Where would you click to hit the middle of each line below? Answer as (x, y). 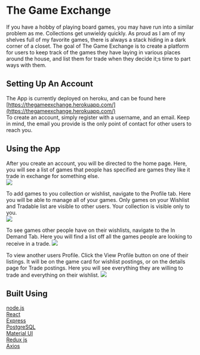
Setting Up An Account (50, 84)
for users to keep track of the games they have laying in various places (93, 52)
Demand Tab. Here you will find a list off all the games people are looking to (99, 236)
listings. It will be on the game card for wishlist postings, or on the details (96, 261)
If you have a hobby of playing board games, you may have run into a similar (100, 27)
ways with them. (26, 65)
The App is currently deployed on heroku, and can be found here (86, 98)
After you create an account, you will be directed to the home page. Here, (97, 163)
